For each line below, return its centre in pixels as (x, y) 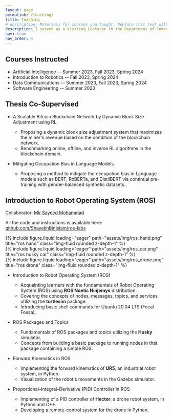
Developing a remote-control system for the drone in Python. (84, 410)
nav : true (16, 34)
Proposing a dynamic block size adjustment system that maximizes (91, 132)
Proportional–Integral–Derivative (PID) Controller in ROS (71, 389)
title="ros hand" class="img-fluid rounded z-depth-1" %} (66, 243)
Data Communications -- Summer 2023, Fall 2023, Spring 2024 (80, 82)
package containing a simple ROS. (57, 348)
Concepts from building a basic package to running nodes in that (89, 343)
